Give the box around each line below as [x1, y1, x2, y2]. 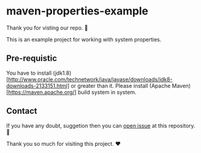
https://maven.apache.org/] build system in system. [8, 89, 137, 96]
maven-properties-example [6, 4, 148, 18]
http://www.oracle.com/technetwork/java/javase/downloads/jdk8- [8, 75, 173, 83]
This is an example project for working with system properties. [6, 36, 162, 43]
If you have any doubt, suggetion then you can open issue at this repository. [6, 122, 196, 129]
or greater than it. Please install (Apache [70, 82, 171, 89]
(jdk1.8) [53, 69, 72, 76]
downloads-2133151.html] [6, 82, 70, 89]
